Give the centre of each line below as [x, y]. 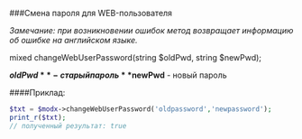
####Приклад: [37, 93]
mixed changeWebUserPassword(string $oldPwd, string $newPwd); [136, 57]
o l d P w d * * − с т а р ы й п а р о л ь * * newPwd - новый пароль [118, 75]
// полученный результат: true [68, 125]
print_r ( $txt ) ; [38, 117]
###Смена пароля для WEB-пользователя [91, 13]
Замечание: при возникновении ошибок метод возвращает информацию [151, 30]
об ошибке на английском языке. [73, 40]
